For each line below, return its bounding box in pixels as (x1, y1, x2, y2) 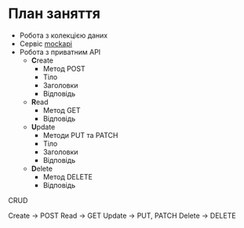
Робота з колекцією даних (19, 31, 108, 40)
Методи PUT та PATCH (42, 130, 118, 139)
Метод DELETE (42, 172, 93, 181)
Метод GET (42, 105, 81, 114)
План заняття (8, 5, 100, 23)
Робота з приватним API (19, 47, 101, 56)
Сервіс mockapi (19, 38, 73, 48)
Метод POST (42, 63, 86, 73)
